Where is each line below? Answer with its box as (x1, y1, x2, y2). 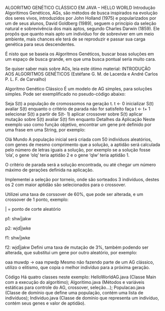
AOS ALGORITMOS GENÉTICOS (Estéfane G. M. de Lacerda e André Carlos (5, 71, 158, 77)
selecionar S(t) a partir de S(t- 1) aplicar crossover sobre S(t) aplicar (5, 111, 143, 117)
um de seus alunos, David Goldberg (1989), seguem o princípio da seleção (5, 20, 157, 26)
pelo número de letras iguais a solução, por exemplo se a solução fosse (5, 147, 151, 153)
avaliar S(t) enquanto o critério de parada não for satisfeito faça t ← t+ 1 (5, 106, 151, 112)
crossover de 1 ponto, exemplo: (5, 196, 69, 202)
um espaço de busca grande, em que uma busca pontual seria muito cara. (5, 56, 156, 62)
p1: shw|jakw (5, 216, 31, 222)
